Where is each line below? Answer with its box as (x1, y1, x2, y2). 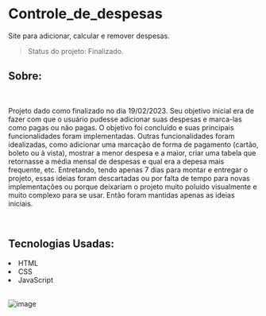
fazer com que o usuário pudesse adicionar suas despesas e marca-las (8, 114, 242, 124)
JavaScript (18, 275, 54, 284)
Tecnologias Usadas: (8, 237, 115, 251)
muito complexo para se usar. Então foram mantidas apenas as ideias (8, 190, 236, 199)
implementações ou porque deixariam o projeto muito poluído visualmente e (8, 182, 257, 191)
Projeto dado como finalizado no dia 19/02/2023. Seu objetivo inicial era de (8, 106, 254, 115)
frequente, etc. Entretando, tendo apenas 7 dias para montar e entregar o (8, 164, 249, 175)
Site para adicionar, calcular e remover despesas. (8, 31, 170, 40)
